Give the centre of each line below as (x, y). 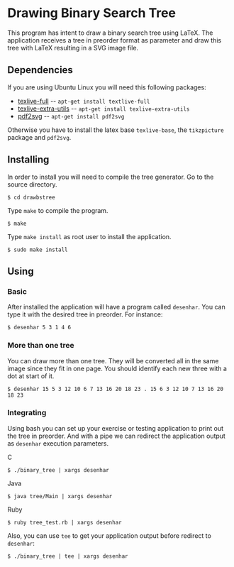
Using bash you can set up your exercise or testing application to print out (116, 428)
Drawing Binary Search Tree (91, 13)
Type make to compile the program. (58, 210)
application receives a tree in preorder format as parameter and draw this (115, 40)
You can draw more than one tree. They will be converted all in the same (113, 360)
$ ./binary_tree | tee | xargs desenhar (68, 556)
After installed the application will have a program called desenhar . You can (116, 307)
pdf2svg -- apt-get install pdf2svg (71, 116)
